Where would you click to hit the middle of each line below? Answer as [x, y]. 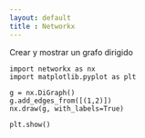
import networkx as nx [52, 69]
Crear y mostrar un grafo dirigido [72, 52]
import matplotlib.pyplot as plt [73, 77]
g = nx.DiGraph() [42, 93]
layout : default [40, 18]
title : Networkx [42, 26]
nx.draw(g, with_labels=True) [67, 108]
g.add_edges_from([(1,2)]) [61, 101]
